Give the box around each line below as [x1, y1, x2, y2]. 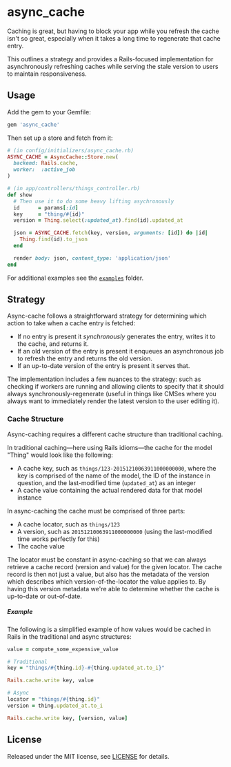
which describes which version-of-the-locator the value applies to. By [7, 577, 206, 586]
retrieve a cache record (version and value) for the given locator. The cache [7, 562, 223, 571]
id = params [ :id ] [13, 204, 79, 211]
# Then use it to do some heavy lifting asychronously [13, 198, 174, 205]
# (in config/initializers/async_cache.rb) [7, 147, 134, 154]
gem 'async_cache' [7, 121, 60, 128]
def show [7, 191, 32, 198]
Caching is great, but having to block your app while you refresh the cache [7, 27, 219, 35]
